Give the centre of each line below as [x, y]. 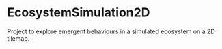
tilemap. [18, 38]
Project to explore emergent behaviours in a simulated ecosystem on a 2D [111, 31]
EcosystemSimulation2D [79, 13]
